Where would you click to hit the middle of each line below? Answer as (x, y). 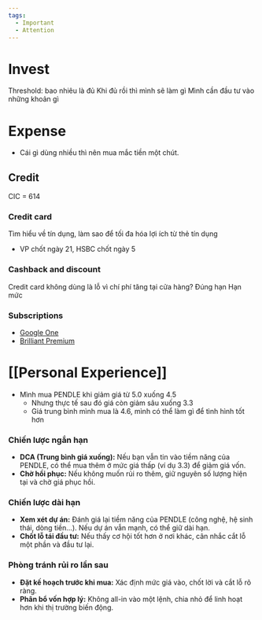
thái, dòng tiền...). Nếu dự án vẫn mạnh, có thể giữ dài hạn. (114, 528)
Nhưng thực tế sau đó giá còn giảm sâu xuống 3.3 (112, 403)
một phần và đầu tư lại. (57, 544)
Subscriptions (36, 316)
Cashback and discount (54, 270)
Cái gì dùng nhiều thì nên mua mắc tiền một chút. (99, 153)
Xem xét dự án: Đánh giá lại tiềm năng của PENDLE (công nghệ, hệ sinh (136, 519)
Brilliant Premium (47, 341)
